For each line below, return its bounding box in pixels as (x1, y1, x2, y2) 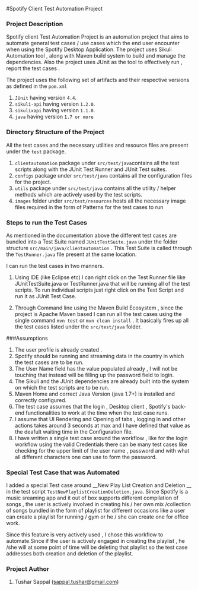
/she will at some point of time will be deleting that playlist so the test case (6, 543, 188, 551)
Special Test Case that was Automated (6, 468, 120, 476)
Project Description (6, 20, 63, 28)
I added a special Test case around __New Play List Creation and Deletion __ (6, 482, 191, 489)
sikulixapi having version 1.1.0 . (14, 107, 95, 114)
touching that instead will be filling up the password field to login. (14, 371, 174, 378)
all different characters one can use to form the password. (14, 453, 157, 460)
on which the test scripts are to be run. (14, 384, 110, 391)
